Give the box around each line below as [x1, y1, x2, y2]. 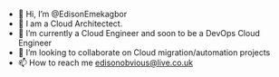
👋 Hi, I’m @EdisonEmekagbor [17, 9, 128, 19]
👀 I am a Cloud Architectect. [17, 18, 123, 29]
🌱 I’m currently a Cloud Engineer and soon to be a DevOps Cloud [17, 28, 260, 38]
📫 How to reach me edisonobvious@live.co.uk [17, 57, 193, 68]
